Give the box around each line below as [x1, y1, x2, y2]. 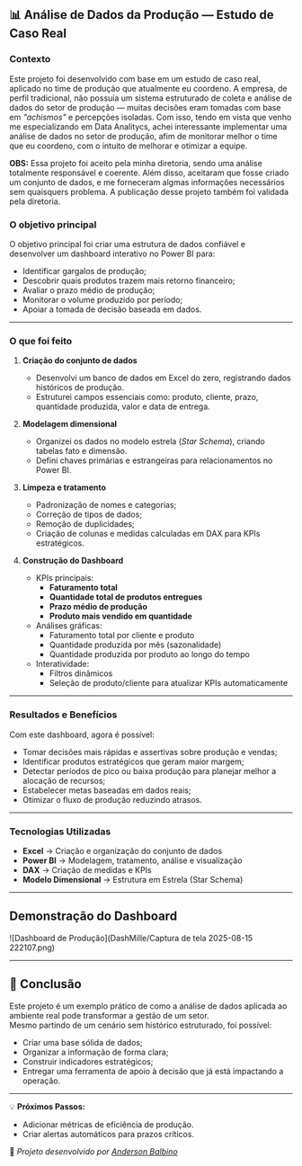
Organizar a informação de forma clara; [22, 1046, 169, 1057]
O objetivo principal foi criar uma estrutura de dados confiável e [9, 238, 245, 249]
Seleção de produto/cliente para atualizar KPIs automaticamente [49, 678, 289, 689]
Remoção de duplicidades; [35, 519, 135, 530]
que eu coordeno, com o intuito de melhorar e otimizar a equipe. [9, 140, 248, 151]
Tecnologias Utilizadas [9, 825, 111, 838]
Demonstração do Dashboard [9, 909, 178, 924]
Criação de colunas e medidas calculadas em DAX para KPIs [35, 529, 261, 539]
